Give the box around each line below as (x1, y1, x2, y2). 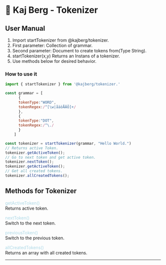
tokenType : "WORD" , (18, 100, 56, 105)
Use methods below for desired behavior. (12, 58, 97, 64)
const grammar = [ (5, 91, 43, 96)
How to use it (5, 70, 37, 77)
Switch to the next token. (5, 220, 56, 226)
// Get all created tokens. (5, 169, 63, 174)
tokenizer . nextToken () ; (5, 159, 54, 165)
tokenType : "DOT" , (18, 118, 54, 123)
